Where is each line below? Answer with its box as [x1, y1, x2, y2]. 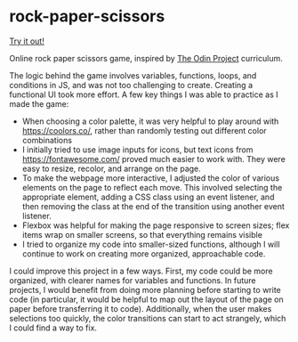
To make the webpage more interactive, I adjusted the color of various [21, 172, 280, 183]
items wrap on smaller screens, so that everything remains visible [21, 229, 262, 240]
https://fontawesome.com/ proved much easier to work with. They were [21, 153, 286, 164]
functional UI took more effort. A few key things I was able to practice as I [9, 89, 278, 100]
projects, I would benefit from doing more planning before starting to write [9, 284, 282, 295]
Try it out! [9, 36, 44, 46]
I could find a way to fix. [9, 322, 98, 333]
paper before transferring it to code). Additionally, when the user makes [9, 303, 272, 313]
